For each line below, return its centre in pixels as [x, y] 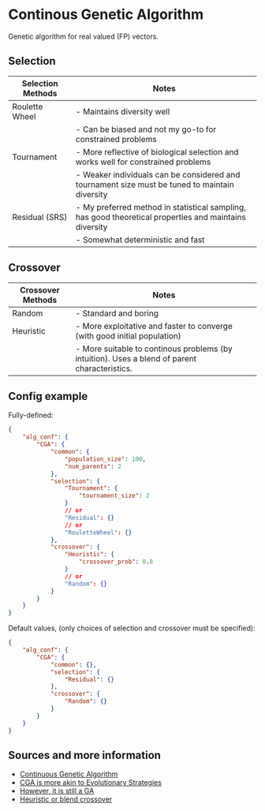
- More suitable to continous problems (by [153, 349]
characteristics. [103, 368]
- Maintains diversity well [123, 111]
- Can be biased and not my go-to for [146, 129]
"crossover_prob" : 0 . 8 [116, 562]
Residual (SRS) [40, 217]
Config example [48, 396]
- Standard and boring [117, 313]
